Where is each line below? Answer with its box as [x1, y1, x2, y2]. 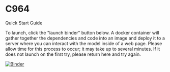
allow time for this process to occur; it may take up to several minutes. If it [5, 46, 160, 52]
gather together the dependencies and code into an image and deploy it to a [5, 35, 165, 41]
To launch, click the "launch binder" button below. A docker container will [5, 29, 159, 35]
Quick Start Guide [5, 20, 43, 26]
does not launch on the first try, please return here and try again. [5, 51, 141, 57]
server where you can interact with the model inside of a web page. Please [5, 40, 162, 46]
